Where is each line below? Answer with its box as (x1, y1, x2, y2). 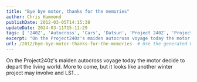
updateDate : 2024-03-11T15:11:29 (6, 24, 88, 31)
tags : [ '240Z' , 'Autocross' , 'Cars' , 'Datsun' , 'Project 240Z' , (6, 30, 169, 36)
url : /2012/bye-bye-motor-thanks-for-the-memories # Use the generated (6, 41, 188, 47)
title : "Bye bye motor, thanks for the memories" (6, 8, 130, 15)
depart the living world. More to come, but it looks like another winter (6, 63, 173, 70)
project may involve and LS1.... (6, 69, 80, 76)
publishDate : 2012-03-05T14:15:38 (6, 19, 91, 25)
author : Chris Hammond (6, 14, 62, 20)
